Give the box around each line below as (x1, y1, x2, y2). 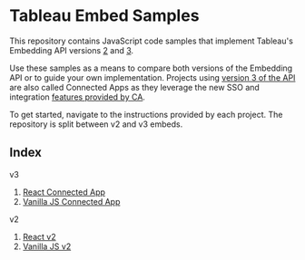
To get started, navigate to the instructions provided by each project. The (9, 109, 283, 120)
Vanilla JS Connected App (22, 196, 121, 207)
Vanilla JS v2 (22, 241, 72, 252)
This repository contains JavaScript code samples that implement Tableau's (9, 35, 293, 46)
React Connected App (22, 187, 106, 197)
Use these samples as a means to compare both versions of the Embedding (9, 63, 293, 73)
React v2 (22, 231, 56, 242)
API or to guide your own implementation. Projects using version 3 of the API (9, 72, 296, 82)
